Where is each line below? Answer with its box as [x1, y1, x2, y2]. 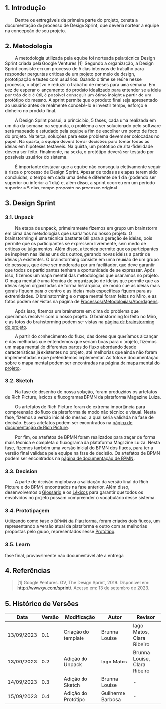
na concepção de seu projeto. [5, 27, 66, 34]
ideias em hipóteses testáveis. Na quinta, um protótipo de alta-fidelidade [5, 143, 153, 149]
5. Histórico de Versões [5, 599, 79, 608]
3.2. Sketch [5, 378, 34, 384]
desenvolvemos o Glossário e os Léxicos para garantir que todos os [5, 489, 143, 495]
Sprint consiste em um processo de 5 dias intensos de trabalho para [5, 65, 144, 71]
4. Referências [5, 567, 51, 575]
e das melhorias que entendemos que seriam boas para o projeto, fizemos [5, 339, 157, 345]
